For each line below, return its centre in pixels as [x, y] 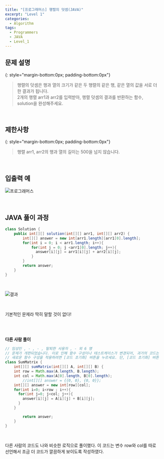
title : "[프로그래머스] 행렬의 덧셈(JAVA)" [44, 10]
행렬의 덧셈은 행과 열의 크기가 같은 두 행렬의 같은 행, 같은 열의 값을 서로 [84, 85]
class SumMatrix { [24, 362]
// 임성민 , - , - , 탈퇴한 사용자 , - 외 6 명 [49, 349]
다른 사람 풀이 [18, 339]
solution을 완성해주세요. [40, 103]
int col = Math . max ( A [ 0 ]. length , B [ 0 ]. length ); [63, 376]
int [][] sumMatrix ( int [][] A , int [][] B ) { [59, 367]
